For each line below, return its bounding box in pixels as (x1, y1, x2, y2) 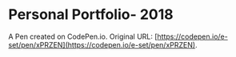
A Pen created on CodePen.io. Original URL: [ (8, 32, 158, 41)
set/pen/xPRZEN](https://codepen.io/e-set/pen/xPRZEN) (8, 40, 196, 49)
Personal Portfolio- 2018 (8, 6, 174, 24)
